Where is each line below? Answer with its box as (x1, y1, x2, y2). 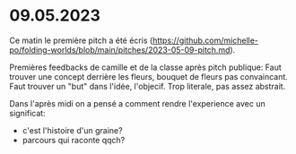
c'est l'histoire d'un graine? (22, 124, 123, 135)
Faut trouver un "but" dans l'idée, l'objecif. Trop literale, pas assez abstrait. (9, 81, 286, 91)
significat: (9, 107, 47, 118)
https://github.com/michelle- (152, 35, 258, 46)
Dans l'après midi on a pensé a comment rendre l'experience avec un (9, 98, 266, 108)
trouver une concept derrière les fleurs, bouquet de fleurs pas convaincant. (9, 71, 289, 81)
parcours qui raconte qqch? (22, 134, 126, 145)
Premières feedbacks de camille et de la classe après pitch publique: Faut (9, 62, 283, 73)
